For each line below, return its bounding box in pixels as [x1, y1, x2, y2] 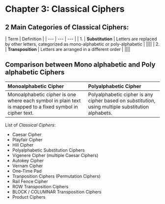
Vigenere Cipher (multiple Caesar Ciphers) [12, 152, 99, 158]
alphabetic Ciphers [5, 68, 65, 76]
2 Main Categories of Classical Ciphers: [5, 23, 129, 31]
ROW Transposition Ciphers [12, 183, 69, 189]
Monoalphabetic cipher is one [7, 91, 76, 98]
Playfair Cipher [12, 136, 43, 143]
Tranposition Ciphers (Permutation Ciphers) [12, 173, 101, 179]
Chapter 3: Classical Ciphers [5, 3, 125, 15]
